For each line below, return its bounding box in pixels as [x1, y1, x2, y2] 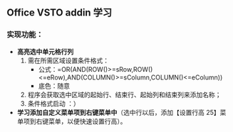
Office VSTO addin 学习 [6, 6, 112, 19]
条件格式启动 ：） [27, 99, 80, 108]
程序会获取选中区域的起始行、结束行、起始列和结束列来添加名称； [27, 90, 222, 99]
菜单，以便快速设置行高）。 [48, 116, 127, 126]
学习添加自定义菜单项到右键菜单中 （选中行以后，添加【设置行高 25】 [16, 108, 220, 116]
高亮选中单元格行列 [16, 47, 74, 55]
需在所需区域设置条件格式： [27, 56, 110, 65]
